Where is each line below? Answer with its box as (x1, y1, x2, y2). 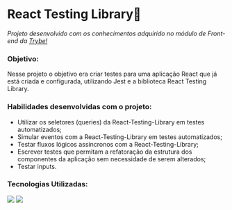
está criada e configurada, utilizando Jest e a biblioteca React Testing (7, 77, 207, 86)
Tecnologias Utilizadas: (7, 179, 88, 189)
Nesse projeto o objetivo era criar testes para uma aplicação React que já (7, 70, 217, 79)
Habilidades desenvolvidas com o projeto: (7, 102, 152, 112)
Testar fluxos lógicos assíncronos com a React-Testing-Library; (17, 140, 199, 148)
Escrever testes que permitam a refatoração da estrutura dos (17, 147, 192, 156)
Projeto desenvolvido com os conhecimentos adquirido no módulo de (7, 29, 206, 38)
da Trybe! (19, 36, 48, 45)
